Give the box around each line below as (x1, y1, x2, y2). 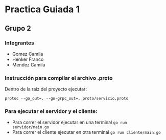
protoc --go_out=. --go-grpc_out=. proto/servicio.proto (5, 96, 129, 101)
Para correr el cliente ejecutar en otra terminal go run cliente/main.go (12, 129, 161, 135)
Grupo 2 (5, 24, 31, 33)
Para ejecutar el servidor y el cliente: (5, 108, 98, 115)
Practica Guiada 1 (5, 4, 80, 15)
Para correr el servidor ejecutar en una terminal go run (12, 119, 127, 126)
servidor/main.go (12, 125, 50, 130)
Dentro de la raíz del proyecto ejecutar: (5, 86, 87, 92)
